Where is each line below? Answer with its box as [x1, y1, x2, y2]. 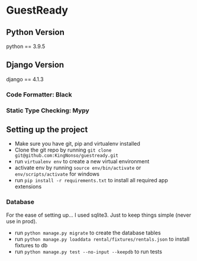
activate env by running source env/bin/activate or [14, 164, 141, 172]
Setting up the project [6, 125, 88, 135]
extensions [14, 183, 42, 190]
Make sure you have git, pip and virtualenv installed [14, 140, 141, 147]
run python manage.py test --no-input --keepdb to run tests [14, 248, 163, 255]
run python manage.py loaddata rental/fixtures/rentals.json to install [14, 235, 190, 243]
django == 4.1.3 [6, 75, 44, 83]
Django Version [6, 60, 64, 70]
